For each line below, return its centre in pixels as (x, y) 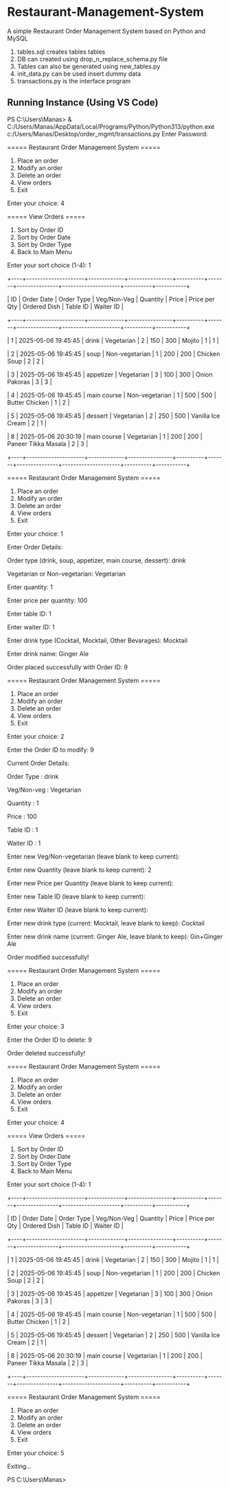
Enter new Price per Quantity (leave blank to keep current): (90, 883)
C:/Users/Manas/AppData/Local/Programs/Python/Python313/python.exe (111, 126)
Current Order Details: (38, 763)
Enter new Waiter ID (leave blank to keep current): (78, 910)
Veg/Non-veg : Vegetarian (44, 790)
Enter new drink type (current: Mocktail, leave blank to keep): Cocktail (106, 923)
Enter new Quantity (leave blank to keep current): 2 (80, 870)
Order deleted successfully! (46, 1053)
